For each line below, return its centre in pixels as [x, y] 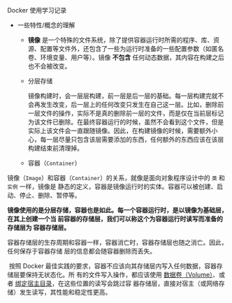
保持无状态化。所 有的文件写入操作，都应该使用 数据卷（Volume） [119, 275]
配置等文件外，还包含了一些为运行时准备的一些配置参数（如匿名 [132, 49]
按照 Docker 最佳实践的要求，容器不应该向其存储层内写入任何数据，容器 [113, 266]
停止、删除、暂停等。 [50, 195]
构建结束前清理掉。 [56, 148]
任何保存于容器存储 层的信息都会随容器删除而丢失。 [81, 251]
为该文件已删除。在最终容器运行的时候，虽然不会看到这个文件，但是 [126, 122]
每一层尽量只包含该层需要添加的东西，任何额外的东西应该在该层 [132, 139]
